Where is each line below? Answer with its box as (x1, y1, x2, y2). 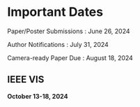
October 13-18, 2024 (7, 92, 68, 100)
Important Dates (7, 4, 103, 20)
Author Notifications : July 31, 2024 (7, 40, 109, 48)
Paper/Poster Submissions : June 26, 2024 (7, 27, 130, 35)
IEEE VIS (7, 74, 45, 86)
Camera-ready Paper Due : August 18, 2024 (7, 53, 134, 62)
